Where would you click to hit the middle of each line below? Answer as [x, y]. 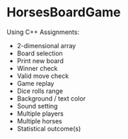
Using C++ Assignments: [43, 32]
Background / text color [51, 98]
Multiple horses [40, 121]
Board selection [40, 53]
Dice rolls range [40, 91]
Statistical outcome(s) [49, 128]
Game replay [35, 83]
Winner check [37, 68]
